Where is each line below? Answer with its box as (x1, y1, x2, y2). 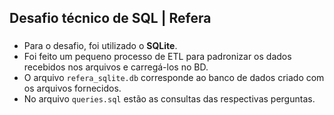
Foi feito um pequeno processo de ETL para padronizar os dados (23, 51, 292, 63)
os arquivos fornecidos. (23, 82, 122, 95)
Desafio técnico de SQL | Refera (9, 10, 212, 27)
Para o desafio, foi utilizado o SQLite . (23, 40, 178, 52)
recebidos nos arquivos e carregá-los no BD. (23, 61, 209, 73)
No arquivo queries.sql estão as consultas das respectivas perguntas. (23, 93, 316, 105)
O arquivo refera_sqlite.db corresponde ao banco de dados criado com (23, 72, 325, 84)
